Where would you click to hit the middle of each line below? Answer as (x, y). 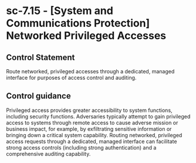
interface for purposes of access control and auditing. (71, 78)
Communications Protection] (78, 23)
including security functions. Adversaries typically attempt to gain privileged (98, 116)
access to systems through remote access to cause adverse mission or (92, 123)
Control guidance (39, 96)
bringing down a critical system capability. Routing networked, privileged (94, 135)
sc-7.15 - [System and (60, 11)
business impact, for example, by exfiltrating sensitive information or (89, 129)
